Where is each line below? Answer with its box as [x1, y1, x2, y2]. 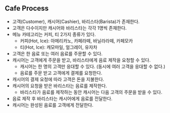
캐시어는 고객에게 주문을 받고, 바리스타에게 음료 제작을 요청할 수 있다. [12, 56, 151, 63]
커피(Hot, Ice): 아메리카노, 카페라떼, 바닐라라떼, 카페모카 [20, 37, 133, 44]
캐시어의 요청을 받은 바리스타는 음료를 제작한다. [12, 82, 107, 89]
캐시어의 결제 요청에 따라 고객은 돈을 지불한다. [12, 76, 105, 82]
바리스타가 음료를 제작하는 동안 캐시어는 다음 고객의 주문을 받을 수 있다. [20, 89, 163, 95]
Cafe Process [5, 4, 49, 13]
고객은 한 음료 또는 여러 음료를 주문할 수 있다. [12, 50, 103, 56]
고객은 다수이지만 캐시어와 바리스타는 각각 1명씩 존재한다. [12, 25, 127, 31]
